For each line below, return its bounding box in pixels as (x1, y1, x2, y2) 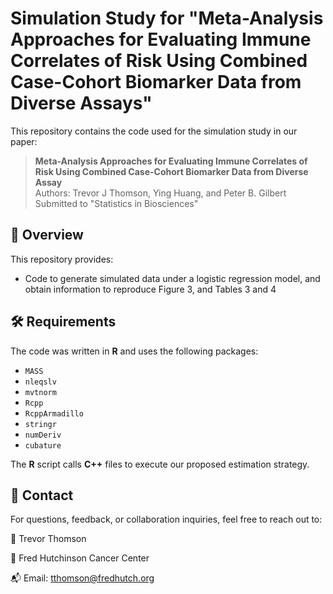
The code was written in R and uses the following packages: (10, 345, 259, 357)
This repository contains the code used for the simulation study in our (10, 125, 298, 137)
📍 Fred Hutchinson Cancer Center (10, 552, 150, 564)
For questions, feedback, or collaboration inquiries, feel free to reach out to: (10, 513, 323, 526)
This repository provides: (10, 253, 114, 265)
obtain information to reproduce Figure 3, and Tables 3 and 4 (24, 283, 277, 295)
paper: (10, 135, 38, 147)
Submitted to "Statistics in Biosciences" (34, 197, 199, 209)
